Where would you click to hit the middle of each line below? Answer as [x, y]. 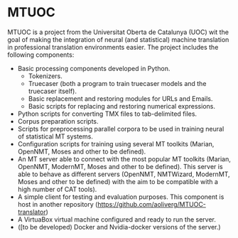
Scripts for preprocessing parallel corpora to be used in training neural [121, 129]
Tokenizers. [45, 76]
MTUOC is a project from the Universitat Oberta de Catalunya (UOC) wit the [118, 32]
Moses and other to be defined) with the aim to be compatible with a [118, 181]
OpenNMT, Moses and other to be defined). [82, 151]
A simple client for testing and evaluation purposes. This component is [121, 197]
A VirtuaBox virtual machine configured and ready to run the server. [117, 219]
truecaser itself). [52, 91]
